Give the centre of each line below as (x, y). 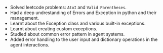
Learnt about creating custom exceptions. (54, 29)
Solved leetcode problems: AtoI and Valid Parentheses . (68, 7)
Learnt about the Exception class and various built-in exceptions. (78, 23)
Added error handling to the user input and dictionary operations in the (84, 39)
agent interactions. (30, 45)
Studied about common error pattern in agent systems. (67, 34)
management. (25, 18)
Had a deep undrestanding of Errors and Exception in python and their (83, 13)
